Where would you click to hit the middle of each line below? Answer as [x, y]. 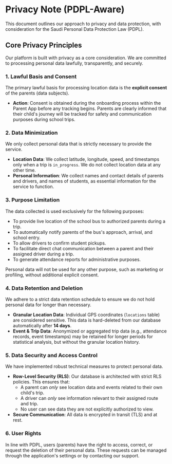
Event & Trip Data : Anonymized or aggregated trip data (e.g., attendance [90, 331]
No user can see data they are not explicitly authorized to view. [87, 409]
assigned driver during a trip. [43, 254]
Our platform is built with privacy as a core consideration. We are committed [86, 58]
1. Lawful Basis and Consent [41, 77]
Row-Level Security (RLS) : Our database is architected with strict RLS [87, 377]
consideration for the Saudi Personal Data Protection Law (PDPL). [75, 29]
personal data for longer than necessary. [48, 305]
